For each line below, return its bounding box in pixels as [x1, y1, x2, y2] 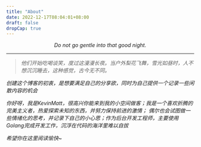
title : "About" [6, 8, 44, 15]
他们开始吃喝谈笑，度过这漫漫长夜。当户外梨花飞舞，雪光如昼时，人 [20, 60, 188, 67]
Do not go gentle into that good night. [54, 42, 147, 49]
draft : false [6, 20, 39, 26]
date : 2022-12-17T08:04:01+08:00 [6, 14, 89, 20]
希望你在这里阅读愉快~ [6, 135, 63, 142]
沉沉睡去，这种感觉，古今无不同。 [26, 67, 110, 74]
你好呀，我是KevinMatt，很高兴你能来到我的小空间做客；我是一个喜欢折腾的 [6, 99, 193, 107]
